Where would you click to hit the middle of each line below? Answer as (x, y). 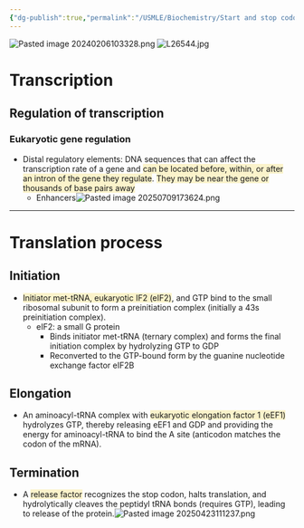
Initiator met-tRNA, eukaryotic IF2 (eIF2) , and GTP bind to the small (147, 298)
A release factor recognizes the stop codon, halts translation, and (144, 494)
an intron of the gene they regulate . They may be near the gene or (146, 178)
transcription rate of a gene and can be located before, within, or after (153, 168)
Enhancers (56, 197)
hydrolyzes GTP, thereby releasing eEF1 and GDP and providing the (147, 425)
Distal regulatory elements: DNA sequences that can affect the (139, 158)
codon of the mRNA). (62, 444)
